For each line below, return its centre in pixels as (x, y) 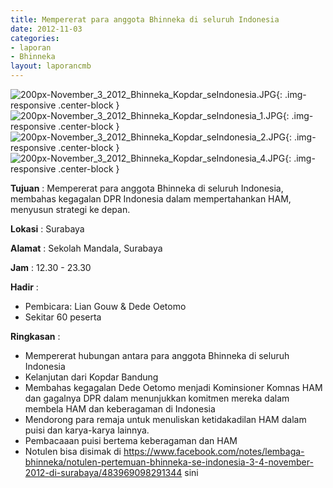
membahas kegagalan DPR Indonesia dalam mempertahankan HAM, (151, 199)
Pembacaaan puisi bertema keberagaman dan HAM (131, 440)
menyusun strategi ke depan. (70, 209)
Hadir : (24, 287)
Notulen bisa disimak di (73, 451)
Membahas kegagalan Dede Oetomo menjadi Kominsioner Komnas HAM (173, 387)
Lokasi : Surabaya (47, 229)
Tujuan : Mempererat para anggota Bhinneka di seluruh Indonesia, (147, 188)
